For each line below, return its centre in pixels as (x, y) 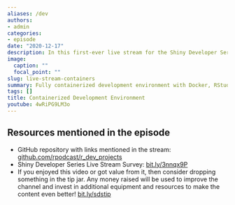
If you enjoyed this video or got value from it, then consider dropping (116, 172)
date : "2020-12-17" (36, 46)
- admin (19, 26)
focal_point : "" (37, 72)
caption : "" (31, 66)
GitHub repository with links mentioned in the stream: (94, 149)
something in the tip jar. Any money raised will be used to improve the (117, 179)
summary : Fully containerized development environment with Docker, (109, 85)
